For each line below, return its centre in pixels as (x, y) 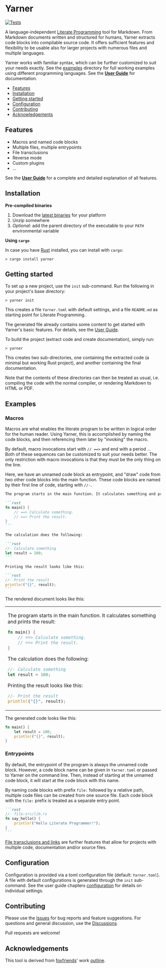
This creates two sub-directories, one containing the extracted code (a (77, 358)
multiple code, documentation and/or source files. (56, 847)
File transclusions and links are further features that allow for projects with (81, 842)
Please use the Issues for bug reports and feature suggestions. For (73, 918)
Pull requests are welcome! (33, 933)
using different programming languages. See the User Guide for (70, 73)
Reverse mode (27, 158)
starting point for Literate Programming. (45, 315)
